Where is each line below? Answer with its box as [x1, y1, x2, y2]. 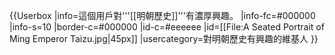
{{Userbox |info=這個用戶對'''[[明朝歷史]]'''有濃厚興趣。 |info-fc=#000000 [9, 10, 316, 21]
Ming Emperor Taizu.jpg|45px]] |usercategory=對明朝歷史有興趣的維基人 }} [9, 33, 319, 44]
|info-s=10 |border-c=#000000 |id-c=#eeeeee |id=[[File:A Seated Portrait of [9, 21, 325, 33]
